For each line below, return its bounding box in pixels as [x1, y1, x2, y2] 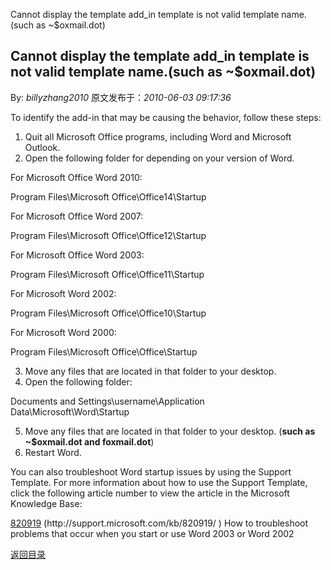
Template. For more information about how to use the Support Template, [10, 476, 308, 488]
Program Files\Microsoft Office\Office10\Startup [10, 307, 207, 319]
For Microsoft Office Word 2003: [10, 249, 145, 261]
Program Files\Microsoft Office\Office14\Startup [10, 190, 207, 203]
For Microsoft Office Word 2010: [10, 171, 143, 183]
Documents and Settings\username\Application [10, 395, 205, 407]
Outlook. [24, 141, 61, 153]
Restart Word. [24, 446, 82, 458]
